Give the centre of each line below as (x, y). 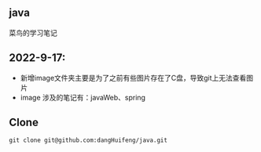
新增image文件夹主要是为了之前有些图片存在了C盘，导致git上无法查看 (133, 78)
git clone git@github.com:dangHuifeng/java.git (88, 140)
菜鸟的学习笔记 (33, 33)
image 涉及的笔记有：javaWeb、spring (83, 97)
